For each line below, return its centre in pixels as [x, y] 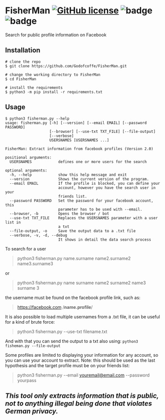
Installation [23, 50]
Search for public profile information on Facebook [56, 35]
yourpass [27, 380]
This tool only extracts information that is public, [82, 396]
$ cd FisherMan [21, 79]
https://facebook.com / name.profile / [55, 307]
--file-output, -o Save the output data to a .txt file [73, 231]
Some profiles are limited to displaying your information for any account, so [82, 355]
